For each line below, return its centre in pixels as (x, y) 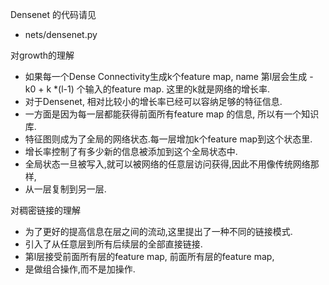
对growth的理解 (42, 55)
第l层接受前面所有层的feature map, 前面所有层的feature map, (149, 256)
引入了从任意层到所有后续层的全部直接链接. (113, 244)
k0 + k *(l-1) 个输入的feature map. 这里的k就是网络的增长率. (147, 89)
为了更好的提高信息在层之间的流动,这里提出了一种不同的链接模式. (158, 231)
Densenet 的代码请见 (53, 14)
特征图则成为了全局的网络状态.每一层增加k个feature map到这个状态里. (168, 139)
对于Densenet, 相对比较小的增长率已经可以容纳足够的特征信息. (153, 101)
